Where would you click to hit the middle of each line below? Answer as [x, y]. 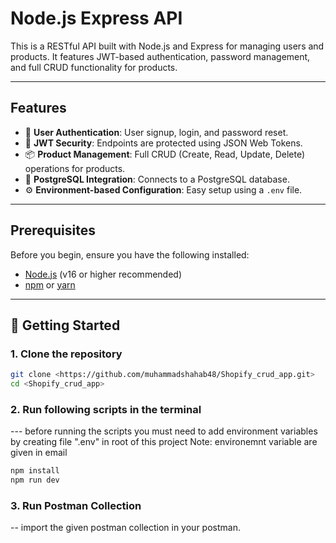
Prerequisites [53, 230]
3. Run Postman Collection [76, 505]
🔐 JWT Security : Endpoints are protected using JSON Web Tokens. [163, 143]
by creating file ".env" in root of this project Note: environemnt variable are [164, 442]
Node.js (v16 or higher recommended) [103, 274]
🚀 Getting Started [65, 325]
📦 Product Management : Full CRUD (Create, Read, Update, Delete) [165, 154]
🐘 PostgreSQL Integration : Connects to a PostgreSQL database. [157, 179]
